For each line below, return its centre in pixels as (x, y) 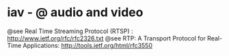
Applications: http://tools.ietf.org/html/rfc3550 (87, 45)
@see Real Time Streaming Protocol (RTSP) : (70, 31)
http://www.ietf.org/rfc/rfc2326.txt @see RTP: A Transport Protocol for (107, 38)
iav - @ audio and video (75, 12)
